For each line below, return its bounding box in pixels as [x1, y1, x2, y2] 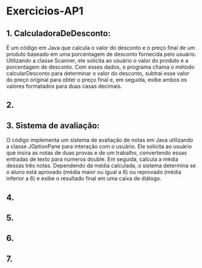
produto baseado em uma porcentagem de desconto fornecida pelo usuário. [6, 51, 197, 58]
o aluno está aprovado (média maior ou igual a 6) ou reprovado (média [6, 169, 182, 176]
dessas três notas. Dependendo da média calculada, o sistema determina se [6, 162, 196, 169]
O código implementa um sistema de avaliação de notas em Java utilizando [6, 137, 194, 144]
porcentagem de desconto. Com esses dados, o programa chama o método [6, 63, 195, 70]
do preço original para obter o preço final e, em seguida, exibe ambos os [6, 76, 187, 83]
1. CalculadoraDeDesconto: [6, 28, 111, 39]
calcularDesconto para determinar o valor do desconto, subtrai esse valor [6, 70, 190, 76]
